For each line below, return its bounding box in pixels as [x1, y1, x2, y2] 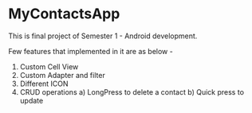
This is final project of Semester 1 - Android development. [8, 31, 198, 41]
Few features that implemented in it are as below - [8, 46, 173, 56]
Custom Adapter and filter [19, 70, 105, 80]
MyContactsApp [8, 5, 120, 23]
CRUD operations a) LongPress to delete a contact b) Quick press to [19, 87, 245, 96]
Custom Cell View [19, 61, 79, 72]
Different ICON [19, 79, 69, 88]
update [19, 95, 44, 105]
